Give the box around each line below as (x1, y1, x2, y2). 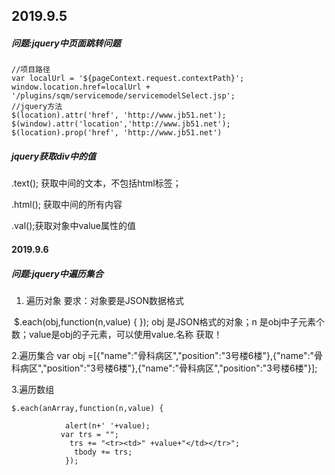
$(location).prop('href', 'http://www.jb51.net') (11, 128, 223, 138)
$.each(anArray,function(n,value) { (11, 403, 164, 413)
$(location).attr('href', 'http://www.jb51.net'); (11, 110, 227, 121)
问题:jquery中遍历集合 (11, 267, 104, 279)
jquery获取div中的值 (11, 150, 96, 162)
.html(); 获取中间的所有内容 (11, 199, 123, 211)
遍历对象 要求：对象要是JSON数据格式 (25, 294, 184, 306)
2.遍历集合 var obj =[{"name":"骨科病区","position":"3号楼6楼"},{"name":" (11, 349, 314, 361)
